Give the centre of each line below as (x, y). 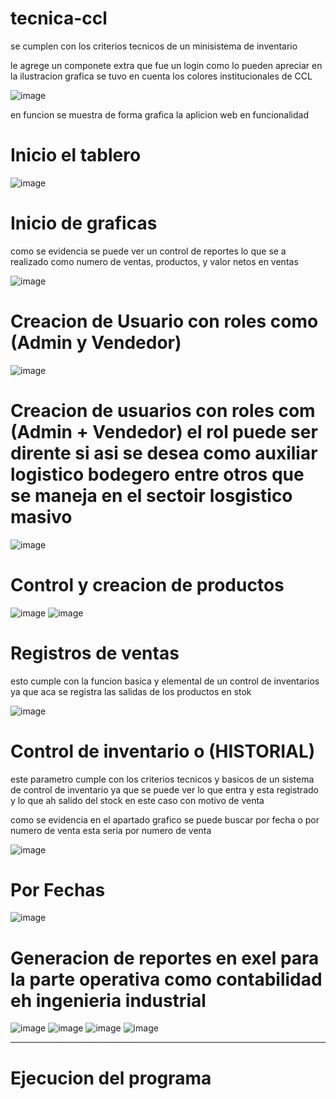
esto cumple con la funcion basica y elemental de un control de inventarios (165, 681)
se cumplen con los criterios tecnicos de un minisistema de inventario (154, 46)
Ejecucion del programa (111, 1078)
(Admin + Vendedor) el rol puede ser (164, 431)
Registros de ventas (95, 653)
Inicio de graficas (84, 223)
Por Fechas (58, 889)
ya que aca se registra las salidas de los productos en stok (131, 691)
